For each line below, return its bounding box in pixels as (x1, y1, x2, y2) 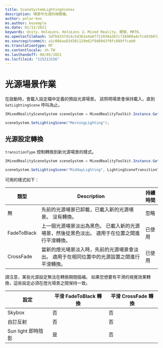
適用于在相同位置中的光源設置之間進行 (52, 253, 140, 260)
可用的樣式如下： (5, 176, 39, 182)
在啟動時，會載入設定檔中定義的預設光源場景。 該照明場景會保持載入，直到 (5, 96, 155, 102)
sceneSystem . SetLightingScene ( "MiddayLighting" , (5, 167, 105, 172)
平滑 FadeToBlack (54, 293, 96, 300)
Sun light (7, 328, 28, 334)
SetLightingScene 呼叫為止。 (5, 102, 63, 108)
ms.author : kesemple (5, 20, 47, 26)
